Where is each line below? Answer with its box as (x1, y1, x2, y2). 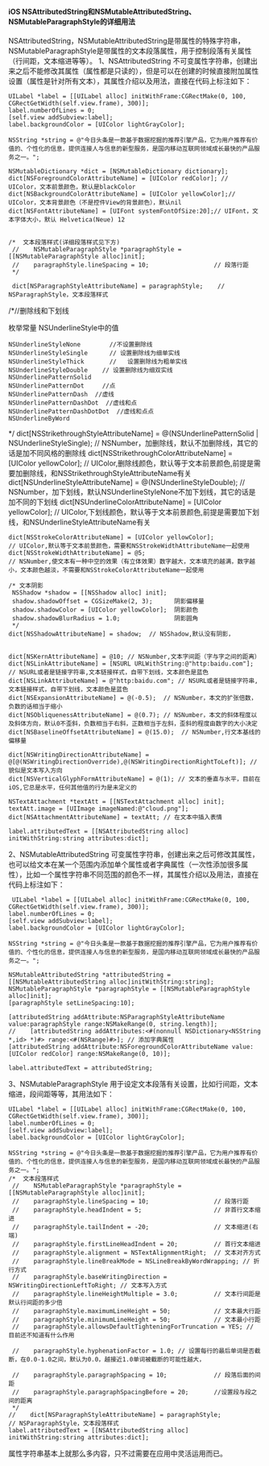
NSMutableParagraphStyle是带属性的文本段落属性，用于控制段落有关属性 (8, 46, 252, 56)
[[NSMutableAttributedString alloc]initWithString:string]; (8, 978, 215, 986)
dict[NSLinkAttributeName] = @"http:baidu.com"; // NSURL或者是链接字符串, (8, 677, 259, 685)
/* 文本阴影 (8, 582, 44, 590)
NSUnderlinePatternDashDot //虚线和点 (8, 399, 138, 408)
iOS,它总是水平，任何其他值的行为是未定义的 (8, 784, 137, 792)
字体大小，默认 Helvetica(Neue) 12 (14, 216, 126, 224)
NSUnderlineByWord (8, 415, 70, 423)
